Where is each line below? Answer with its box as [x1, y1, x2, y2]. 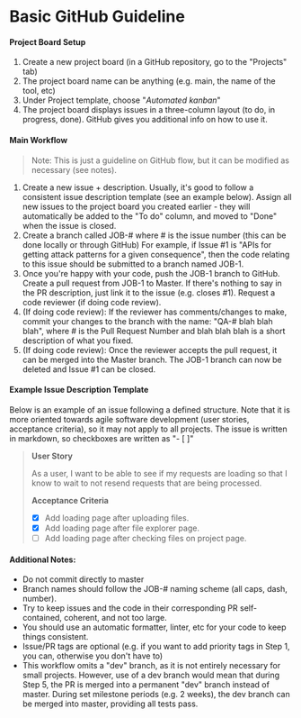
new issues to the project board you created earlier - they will [22, 201, 251, 212]
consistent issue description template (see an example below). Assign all [22, 191, 292, 202]
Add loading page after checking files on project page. [44, 532, 247, 543]
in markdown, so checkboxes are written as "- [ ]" [9, 432, 194, 443]
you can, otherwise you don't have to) [22, 650, 164, 661]
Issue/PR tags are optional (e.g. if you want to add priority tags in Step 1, [22, 641, 290, 652]
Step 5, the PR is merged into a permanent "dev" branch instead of [22, 679, 270, 690]
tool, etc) [22, 86, 56, 96]
